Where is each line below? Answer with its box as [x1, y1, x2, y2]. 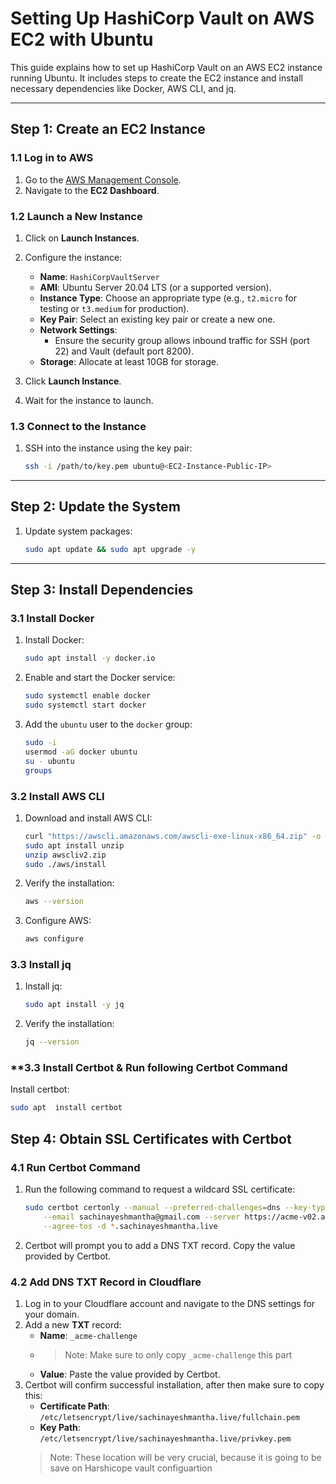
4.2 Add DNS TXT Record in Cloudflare [10, 1275, 202, 1289]
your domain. [24, 1308, 80, 1320]
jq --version [24, 1037, 80, 1047]
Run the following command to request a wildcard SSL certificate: [24, 1183, 296, 1196]
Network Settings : [39, 323, 118, 336]
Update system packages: [24, 525, 133, 537]
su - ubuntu [24, 756, 75, 766]
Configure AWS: [24, 915, 92, 927]
